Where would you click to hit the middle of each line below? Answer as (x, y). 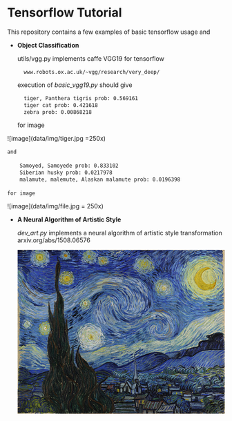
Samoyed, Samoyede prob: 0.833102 (69, 166)
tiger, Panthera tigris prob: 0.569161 (81, 98)
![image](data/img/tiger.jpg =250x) (56, 138)
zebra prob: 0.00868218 (58, 112)
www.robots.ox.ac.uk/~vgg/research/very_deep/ (92, 72)
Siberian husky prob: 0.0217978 (66, 173)
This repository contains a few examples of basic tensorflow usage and (109, 32)
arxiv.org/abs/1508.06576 (54, 240)
